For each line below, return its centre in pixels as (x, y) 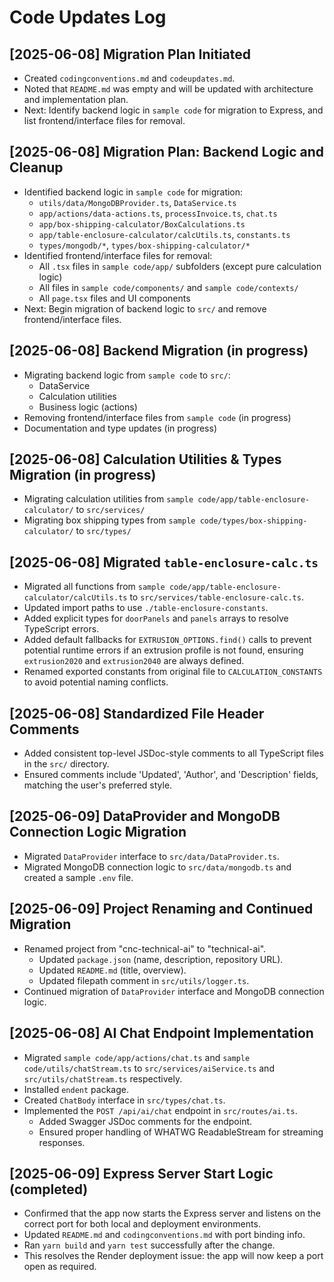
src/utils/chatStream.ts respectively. (103, 1078)
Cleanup (36, 167)
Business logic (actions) (88, 407)
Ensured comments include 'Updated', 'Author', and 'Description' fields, (171, 775)
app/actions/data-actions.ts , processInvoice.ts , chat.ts (158, 213)
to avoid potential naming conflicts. (96, 682)
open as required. (60, 1267)
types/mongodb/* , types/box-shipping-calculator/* (144, 245)
